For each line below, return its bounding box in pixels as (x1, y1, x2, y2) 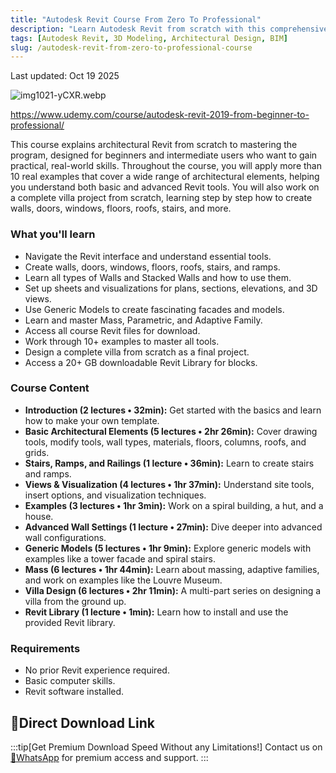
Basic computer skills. (24, 675, 116, 687)
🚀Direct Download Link (10, 714, 155, 731)
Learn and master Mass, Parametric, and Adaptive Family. (24, 314, 263, 326)
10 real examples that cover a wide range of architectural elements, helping (10, 171, 320, 183)
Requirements (10, 641, 81, 655)
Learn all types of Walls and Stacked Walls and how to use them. (24, 271, 292, 283)
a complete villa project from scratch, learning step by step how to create (10, 192, 313, 204)
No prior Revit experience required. (24, 664, 170, 676)
